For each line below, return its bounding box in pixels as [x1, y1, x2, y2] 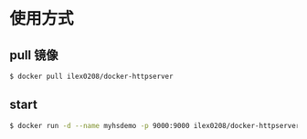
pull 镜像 [9, 47, 58, 63]
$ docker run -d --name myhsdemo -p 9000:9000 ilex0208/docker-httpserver [9, 121, 301, 130]
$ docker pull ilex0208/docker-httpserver [9, 72, 174, 81]
